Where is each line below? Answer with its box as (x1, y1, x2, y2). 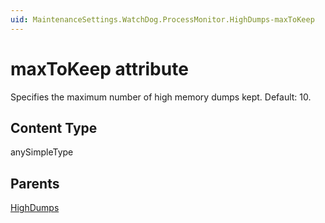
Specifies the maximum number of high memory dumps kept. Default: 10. (10, 91, 312, 103)
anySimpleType (10, 146, 74, 158)
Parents (10, 175, 60, 192)
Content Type (10, 119, 98, 136)
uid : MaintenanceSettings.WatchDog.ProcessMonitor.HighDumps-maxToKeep (10, 14, 315, 25)
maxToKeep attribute (10, 57, 189, 80)
